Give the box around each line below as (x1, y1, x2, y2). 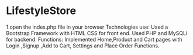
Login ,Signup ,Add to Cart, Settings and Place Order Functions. (6, 42, 160, 49)
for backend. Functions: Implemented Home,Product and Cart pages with (6, 36, 182, 43)
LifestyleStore (6, 4, 77, 18)
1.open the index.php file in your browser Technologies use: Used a (6, 23, 168, 30)
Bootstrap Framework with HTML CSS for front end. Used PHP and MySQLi (6, 29, 188, 36)
